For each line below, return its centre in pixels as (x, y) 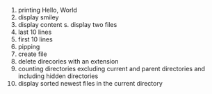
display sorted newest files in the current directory (90, 83)
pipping (29, 47)
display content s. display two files (67, 25)
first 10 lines (35, 39)
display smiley (38, 17)
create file (32, 54)
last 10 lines (35, 32)
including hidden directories (58, 76)
